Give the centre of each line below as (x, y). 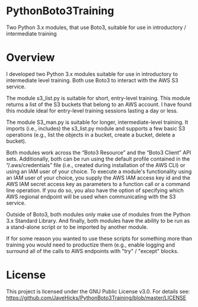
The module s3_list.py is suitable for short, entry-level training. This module (98, 98)
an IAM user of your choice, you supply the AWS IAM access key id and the (98, 178)
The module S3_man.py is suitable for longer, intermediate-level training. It (97, 122)
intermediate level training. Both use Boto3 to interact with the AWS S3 (92, 80)
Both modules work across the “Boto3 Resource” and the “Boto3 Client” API (99, 152)
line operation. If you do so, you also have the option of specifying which (95, 190)
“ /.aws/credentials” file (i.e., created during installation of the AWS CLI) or (96, 165)
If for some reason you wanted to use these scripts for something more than (99, 238)
